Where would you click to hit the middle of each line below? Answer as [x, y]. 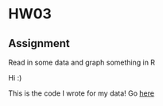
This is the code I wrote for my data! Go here [81, 93]
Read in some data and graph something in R [82, 62]
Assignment [39, 43]
